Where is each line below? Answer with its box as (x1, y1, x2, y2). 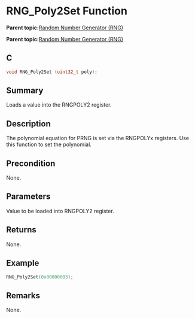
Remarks (6, 290, 41, 301)
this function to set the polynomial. (6, 141, 92, 148)
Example (6, 258, 39, 268)
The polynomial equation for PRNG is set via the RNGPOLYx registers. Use (6, 135, 190, 142)
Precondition (6, 158, 56, 168)
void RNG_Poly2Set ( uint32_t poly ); (6, 69, 97, 75)
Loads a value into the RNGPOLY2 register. (6, 101, 112, 108)
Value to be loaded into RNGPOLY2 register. (6, 207, 115, 214)
